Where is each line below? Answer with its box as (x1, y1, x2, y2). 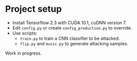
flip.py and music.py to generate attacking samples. (19, 40, 129, 46)
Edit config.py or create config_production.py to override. (12, 25, 133, 30)
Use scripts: (12, 30, 37, 36)
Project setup (5, 3, 62, 15)
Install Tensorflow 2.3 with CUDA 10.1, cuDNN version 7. (12, 20, 127, 26)
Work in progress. (5, 50, 42, 56)
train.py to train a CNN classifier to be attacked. (19, 35, 120, 41)
